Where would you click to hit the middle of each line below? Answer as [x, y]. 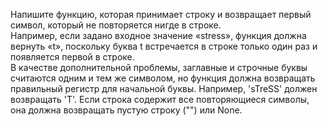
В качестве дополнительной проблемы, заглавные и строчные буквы [159, 67]
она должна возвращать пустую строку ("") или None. [126, 110]
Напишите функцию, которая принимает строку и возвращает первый [161, 14]
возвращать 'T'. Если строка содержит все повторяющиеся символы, [160, 99]
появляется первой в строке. [72, 57]
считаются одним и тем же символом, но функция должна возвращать [163, 78]
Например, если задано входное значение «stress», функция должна [158, 35]
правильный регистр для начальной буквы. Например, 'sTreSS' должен [164, 88]
